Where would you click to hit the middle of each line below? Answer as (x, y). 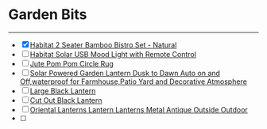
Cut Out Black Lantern (66, 100)
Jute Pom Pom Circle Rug (72, 63)
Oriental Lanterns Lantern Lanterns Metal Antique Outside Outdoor (139, 109)
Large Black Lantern (63, 91)
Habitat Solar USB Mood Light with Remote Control (113, 54)
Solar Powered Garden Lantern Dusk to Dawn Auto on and (125, 73)
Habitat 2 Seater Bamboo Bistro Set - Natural (103, 44)
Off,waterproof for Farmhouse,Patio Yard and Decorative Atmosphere (133, 82)
